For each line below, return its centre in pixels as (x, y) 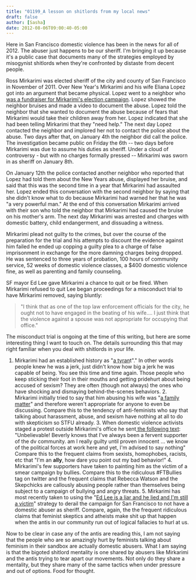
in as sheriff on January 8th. (40, 162)
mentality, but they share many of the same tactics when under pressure (94, 565)
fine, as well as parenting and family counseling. (64, 272)
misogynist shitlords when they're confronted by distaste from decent (90, 63)
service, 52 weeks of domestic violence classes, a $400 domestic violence (97, 265)
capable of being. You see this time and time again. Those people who (99, 373)
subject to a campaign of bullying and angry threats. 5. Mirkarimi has (97, 491)
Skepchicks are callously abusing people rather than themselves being (100, 485)
